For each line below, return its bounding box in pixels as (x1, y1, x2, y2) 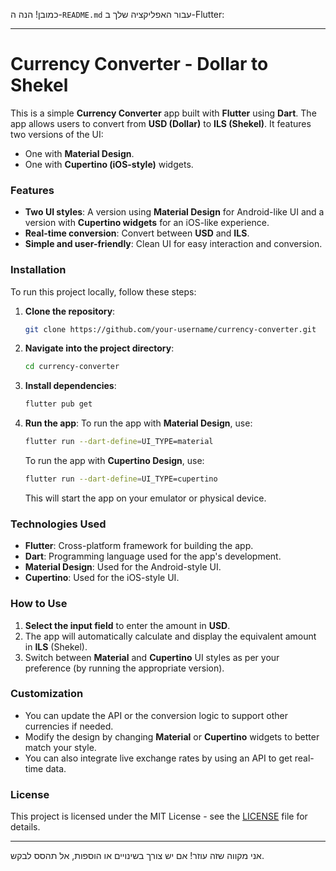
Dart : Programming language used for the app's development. (24, 550, 282, 563)
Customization (10, 687, 84, 701)
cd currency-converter (24, 362, 120, 372)
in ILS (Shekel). (24, 640, 88, 653)
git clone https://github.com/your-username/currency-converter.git (24, 324, 317, 334)
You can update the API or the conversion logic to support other (24, 709, 288, 721)
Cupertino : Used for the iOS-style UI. (24, 572, 180, 584)
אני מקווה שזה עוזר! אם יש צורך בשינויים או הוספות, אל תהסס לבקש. (10, 850, 265, 862)
